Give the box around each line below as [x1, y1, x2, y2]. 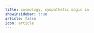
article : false [5, 16, 36, 21]
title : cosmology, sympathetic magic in [5, 7, 90, 12]
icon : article [5, 20, 34, 26]
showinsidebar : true [5, 12, 48, 16]
